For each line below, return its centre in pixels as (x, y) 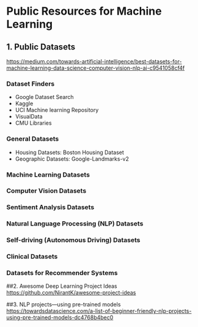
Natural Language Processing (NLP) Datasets (75, 224)
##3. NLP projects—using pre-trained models (64, 304)
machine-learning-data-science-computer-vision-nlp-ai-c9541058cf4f (96, 68)
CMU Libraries (33, 123)
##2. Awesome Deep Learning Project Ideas (62, 286)
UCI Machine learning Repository (57, 110)
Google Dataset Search (45, 97)
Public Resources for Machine (84, 11)
